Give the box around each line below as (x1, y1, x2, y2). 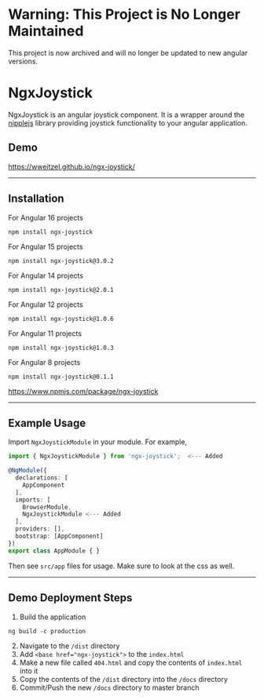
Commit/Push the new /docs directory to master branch (19, 683, 200, 692)
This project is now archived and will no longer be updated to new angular (8, 48, 248, 57)
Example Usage (8, 416, 86, 429)
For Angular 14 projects (8, 271, 84, 280)
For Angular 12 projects (8, 300, 84, 309)
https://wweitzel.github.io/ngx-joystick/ (8, 162, 136, 171)
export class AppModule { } (8, 547, 101, 555)
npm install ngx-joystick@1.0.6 (8, 315, 114, 323)
